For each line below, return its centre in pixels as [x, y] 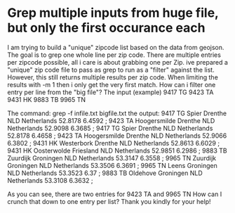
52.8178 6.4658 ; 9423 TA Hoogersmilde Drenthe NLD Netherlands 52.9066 [117, 136]
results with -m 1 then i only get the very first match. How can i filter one [112, 84]
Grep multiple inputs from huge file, [113, 13]
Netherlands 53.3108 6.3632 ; [50, 180]
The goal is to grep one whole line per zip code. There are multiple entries [114, 55]
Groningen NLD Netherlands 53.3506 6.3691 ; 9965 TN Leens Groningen [112, 165]
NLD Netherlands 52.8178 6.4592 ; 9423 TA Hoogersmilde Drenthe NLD [111, 120]
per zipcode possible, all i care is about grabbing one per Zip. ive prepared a [117, 62]
